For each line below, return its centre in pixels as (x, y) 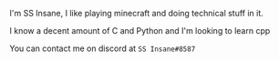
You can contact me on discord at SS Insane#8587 (103, 48)
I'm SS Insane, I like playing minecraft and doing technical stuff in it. (137, 13)
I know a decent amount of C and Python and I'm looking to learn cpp (140, 30)
